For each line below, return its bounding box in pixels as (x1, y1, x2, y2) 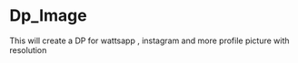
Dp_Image (9, 5, 88, 26)
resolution (9, 44, 47, 55)
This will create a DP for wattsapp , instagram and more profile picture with (9, 35, 290, 46)
